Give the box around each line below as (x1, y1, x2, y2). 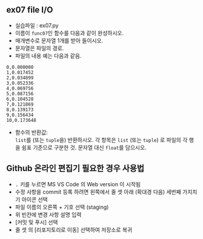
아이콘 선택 (21, 195, 48, 203)
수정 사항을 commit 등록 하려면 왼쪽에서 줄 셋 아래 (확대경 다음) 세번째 (15, 188, 182, 195)
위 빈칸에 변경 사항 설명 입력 (15, 210, 82, 218)
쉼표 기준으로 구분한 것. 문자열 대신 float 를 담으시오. (21, 144, 147, 151)
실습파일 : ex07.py (15, 21, 59, 29)
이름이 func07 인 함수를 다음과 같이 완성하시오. (15, 29, 124, 36)
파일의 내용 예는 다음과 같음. (15, 52, 82, 59)
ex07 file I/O (6, 5, 53, 15)
